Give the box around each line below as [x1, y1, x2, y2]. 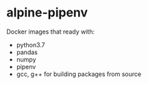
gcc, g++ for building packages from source [16, 70, 142, 78]
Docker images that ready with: [6, 27, 95, 36]
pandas [16, 48, 38, 56]
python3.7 [16, 40, 45, 49]
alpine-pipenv [6, 5, 88, 21]
